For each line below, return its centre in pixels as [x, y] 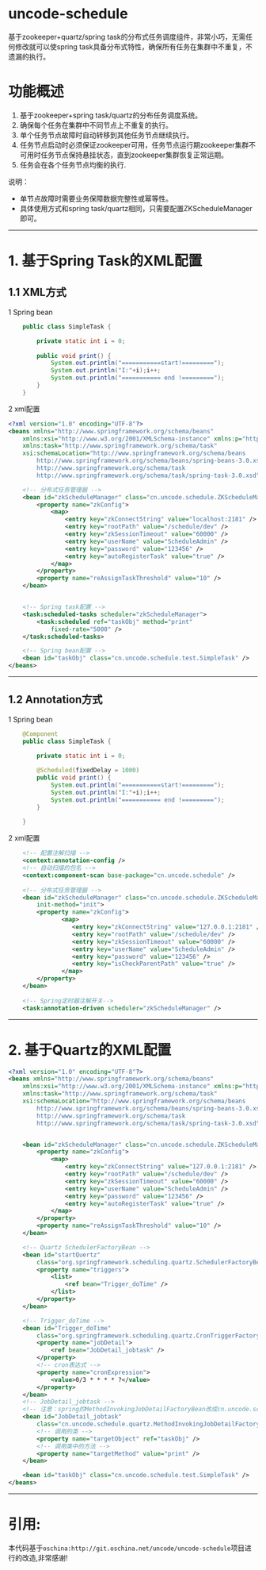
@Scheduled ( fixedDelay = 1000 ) [88, 771]
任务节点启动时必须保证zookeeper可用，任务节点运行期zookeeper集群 [134, 144]
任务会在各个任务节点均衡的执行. [73, 164]
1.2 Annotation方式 [55, 700]
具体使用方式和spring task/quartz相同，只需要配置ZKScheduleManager [136, 208]
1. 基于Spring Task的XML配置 [105, 261]
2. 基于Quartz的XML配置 [90, 1050]
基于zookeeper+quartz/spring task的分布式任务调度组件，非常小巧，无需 [127, 37]
